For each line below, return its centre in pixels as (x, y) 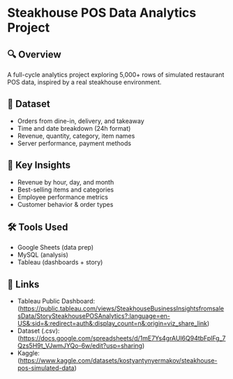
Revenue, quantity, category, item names (76, 136)
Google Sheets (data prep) (55, 248)
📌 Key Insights (39, 165)
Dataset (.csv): (38, 331)
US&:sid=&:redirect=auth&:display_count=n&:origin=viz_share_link (112, 324)
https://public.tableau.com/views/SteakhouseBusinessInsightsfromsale (122, 308)
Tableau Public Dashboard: (56, 301)
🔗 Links (23, 284)
